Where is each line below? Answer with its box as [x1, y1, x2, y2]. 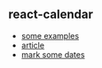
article [20, 40, 45, 50]
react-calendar [8, 7, 94, 22]
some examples [20, 30, 80, 41]
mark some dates [20, 49, 85, 60]
